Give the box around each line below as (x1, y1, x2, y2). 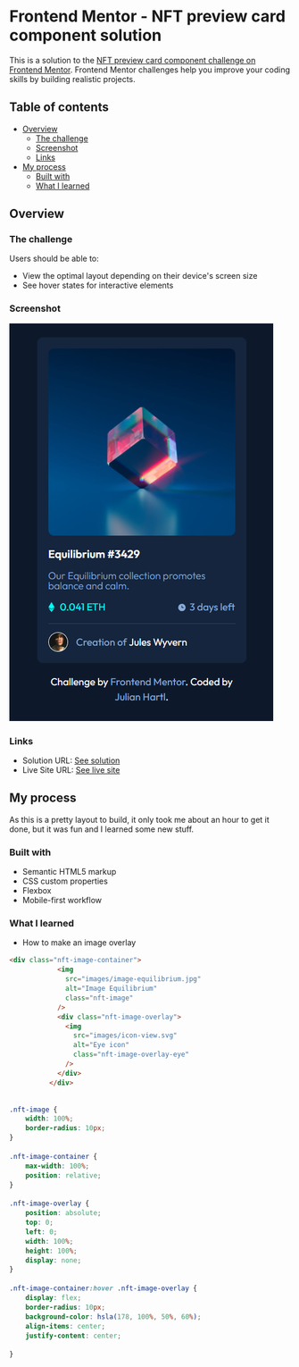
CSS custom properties (21, 876, 109, 886)
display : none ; (25, 1255, 82, 1265)
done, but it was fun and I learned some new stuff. (9, 824, 195, 834)
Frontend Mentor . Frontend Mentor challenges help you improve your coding (9, 64, 291, 75)
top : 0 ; (25, 1218, 54, 1228)
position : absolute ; (25, 1209, 102, 1218)
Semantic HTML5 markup (21, 867, 117, 877)
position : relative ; (25, 1170, 102, 1180)
